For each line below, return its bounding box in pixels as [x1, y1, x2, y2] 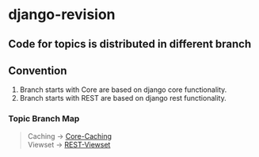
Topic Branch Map [8, 113, 80, 124]
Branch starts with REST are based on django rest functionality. [19, 94, 227, 103]
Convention [8, 63, 67, 77]
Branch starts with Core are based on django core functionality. [19, 85, 227, 94]
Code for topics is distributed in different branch [8, 37, 252, 51]
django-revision [8, 6, 116, 24]
